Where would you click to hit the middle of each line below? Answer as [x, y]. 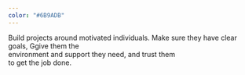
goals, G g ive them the [44, 46]
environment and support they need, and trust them [91, 54]
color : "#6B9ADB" [37, 15]
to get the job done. [40, 62]
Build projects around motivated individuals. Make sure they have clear [122, 37]
